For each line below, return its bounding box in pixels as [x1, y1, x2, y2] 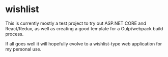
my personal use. [5, 46, 42, 52]
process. [5, 31, 24, 37]
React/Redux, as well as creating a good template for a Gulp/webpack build [5, 25, 163, 31]
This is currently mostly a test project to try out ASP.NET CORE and [5, 20, 147, 26]
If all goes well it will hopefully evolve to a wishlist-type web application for [5, 40, 162, 46]
